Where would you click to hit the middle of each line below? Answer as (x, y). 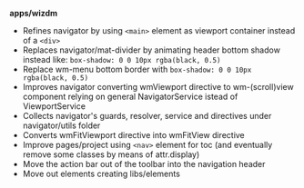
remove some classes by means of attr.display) (111, 154)
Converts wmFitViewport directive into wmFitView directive (134, 135)
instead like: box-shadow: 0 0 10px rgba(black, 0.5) (122, 59)
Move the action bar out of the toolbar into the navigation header (144, 164)
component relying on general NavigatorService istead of (130, 96)
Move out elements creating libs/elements (101, 173)
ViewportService (54, 106)
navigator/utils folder (61, 125)
